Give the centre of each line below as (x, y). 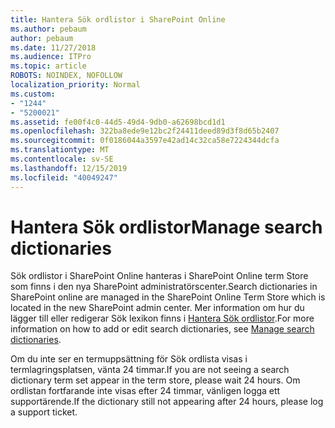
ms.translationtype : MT (60, 150)
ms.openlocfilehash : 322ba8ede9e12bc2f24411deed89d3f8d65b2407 (145, 131)
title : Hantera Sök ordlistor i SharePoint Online (118, 19)
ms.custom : (33, 94)
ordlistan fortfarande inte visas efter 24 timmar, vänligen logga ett (145, 391)
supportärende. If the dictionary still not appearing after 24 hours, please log (167, 402)
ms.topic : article (48, 66)
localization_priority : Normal (75, 85)
